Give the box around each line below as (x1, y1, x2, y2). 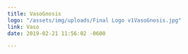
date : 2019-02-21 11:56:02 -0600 (7, 29, 106, 37)
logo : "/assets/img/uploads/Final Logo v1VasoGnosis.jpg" (7, 17, 182, 24)
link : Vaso (7, 23, 40, 30)
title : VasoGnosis (7, 10, 61, 18)
